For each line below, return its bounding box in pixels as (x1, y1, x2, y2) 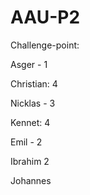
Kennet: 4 (10, 116, 51, 128)
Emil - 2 (10, 136, 43, 148)
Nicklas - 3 (10, 97, 56, 109)
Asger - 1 (10, 58, 48, 70)
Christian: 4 (10, 77, 58, 90)
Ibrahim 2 (10, 155, 50, 167)
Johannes (10, 174, 52, 186)
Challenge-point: (10, 39, 80, 51)
